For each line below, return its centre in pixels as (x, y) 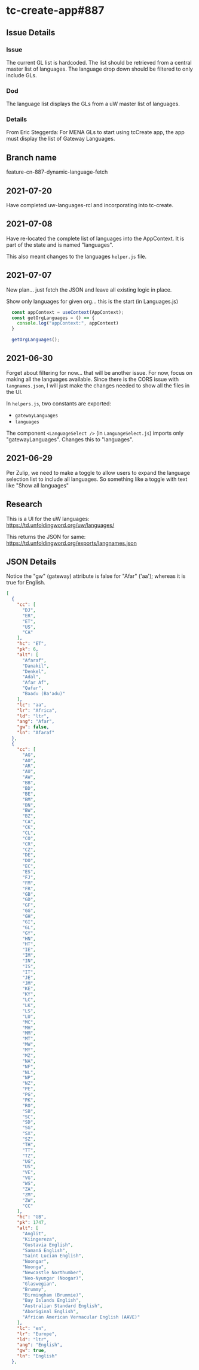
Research (25, 504)
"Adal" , (32, 677)
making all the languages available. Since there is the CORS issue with (93, 379)
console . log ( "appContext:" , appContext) (68, 323)
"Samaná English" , (45, 1250)
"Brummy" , (34, 1289)
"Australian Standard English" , (62, 1306)
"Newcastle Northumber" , (53, 1273)
